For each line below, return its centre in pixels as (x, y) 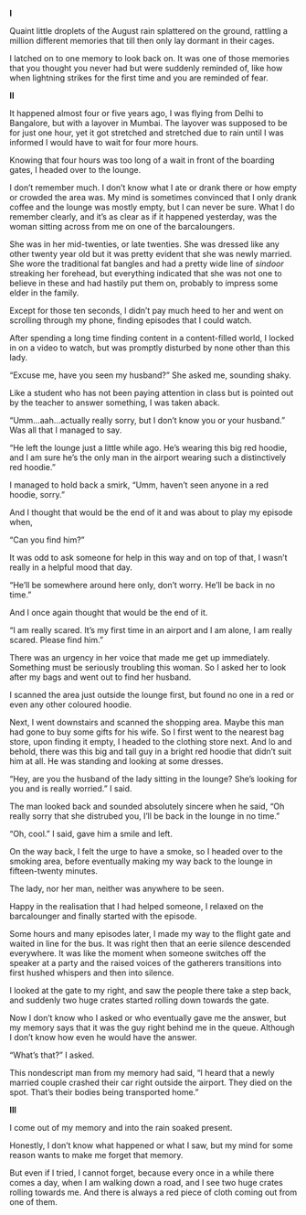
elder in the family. (44, 293)
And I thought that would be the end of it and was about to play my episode (151, 512)
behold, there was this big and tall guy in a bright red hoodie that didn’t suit (151, 751)
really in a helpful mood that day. (71, 567)
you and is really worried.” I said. (71, 789)
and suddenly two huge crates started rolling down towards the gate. (139, 1000)
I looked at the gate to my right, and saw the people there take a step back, (151, 990)
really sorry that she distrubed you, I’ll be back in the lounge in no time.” (145, 816)
